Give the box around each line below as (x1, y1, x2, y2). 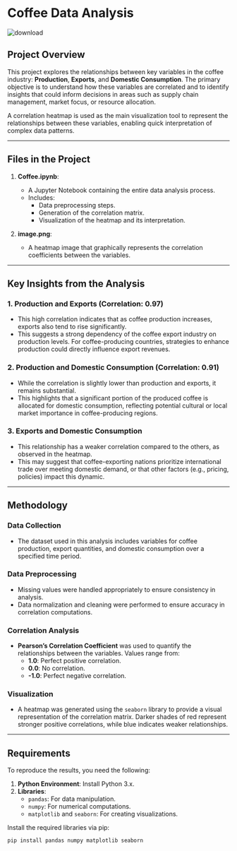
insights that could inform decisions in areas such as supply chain (7, 90, 199, 98)
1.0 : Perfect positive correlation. (28, 657, 121, 665)
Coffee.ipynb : (17, 172, 59, 181)
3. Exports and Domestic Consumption (7, 426, 142, 436)
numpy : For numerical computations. (28, 802, 131, 811)
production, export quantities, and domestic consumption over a (17, 544, 205, 552)
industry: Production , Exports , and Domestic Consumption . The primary (7, 75, 221, 83)
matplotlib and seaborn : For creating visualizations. (28, 810, 178, 819)
